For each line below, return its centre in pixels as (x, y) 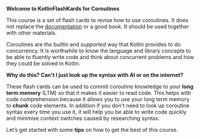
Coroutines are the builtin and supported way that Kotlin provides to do (94, 44)
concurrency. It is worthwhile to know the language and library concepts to (99, 51)
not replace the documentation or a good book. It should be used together (98, 27)
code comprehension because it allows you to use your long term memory (98, 99)
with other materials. (31, 33)
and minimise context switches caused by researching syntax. (83, 118)
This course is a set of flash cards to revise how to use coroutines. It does (97, 20)
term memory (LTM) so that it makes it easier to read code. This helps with (99, 93)
